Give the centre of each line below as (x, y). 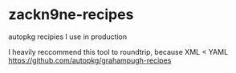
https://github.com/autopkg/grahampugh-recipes (90, 60)
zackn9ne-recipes (71, 15)
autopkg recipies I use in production (68, 36)
